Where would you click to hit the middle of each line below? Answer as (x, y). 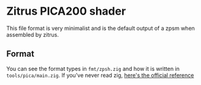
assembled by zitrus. (33, 34)
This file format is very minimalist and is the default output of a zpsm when (100, 28)
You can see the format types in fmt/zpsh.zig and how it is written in (93, 68)
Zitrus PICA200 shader (66, 11)
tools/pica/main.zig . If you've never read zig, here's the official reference (100, 75)
